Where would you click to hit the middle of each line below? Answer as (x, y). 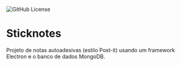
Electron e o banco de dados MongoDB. (56, 56)
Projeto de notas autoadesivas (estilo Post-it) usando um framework (91, 50)
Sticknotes (34, 34)
